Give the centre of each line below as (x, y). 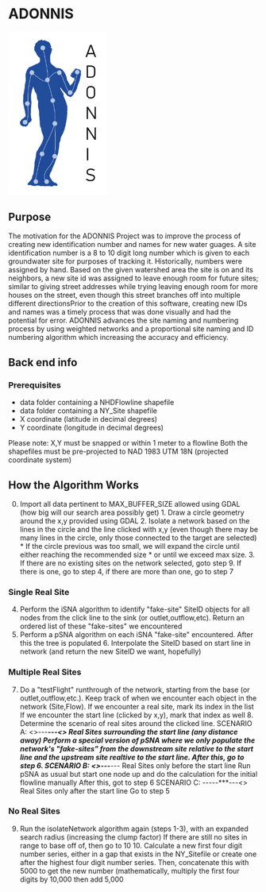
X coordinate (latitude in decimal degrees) (88, 419)
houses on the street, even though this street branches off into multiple (124, 295)
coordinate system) (40, 460)
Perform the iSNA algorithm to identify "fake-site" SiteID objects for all (135, 609)
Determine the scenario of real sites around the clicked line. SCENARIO (136, 723)
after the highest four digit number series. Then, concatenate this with (134, 862)
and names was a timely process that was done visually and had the (120, 312)
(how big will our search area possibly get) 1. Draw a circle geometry (132, 512)
